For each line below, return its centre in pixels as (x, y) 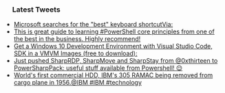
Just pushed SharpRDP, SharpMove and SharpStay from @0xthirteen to (116, 61)
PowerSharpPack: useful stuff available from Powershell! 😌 (98, 68)
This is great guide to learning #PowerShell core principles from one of (114, 31)
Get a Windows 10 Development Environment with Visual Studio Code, (113, 46)
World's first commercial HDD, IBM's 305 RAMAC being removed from (113, 75)
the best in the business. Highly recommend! (77, 39)
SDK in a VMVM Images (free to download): (75, 53)
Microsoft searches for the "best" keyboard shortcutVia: (93, 25)
